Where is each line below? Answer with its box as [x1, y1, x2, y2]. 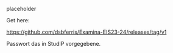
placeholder [6, 5, 37, 12]
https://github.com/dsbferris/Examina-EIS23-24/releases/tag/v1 [6, 28, 167, 36]
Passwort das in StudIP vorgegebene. [6, 40, 101, 47]
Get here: [6, 17, 30, 23]
